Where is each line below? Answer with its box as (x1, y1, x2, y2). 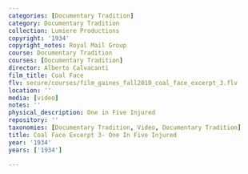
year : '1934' (8, 138, 52, 147)
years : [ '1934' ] (8, 146, 62, 154)
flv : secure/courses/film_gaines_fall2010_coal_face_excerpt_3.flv (8, 79, 238, 87)
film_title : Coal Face (8, 71, 84, 79)
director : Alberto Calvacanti (8, 64, 110, 72)
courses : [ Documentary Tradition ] (8, 57, 124, 65)
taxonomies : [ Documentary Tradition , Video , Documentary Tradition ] (8, 123, 242, 132)
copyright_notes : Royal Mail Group (8, 42, 127, 50)
